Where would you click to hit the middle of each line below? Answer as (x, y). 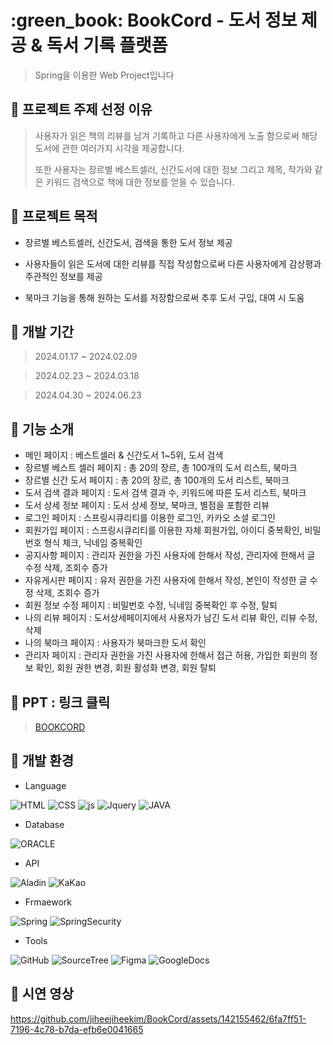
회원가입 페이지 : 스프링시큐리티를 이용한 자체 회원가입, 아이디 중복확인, (163, 530)
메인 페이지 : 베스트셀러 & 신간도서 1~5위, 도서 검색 (124, 455)
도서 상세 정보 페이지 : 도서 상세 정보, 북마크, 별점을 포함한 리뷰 (147, 505)
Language (45, 785)
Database (44, 824)
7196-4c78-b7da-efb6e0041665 (77, 1029)
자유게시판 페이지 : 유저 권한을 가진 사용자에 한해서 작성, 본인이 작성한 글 (166, 580)
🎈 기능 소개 (42, 429)
